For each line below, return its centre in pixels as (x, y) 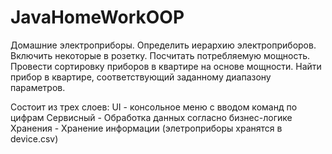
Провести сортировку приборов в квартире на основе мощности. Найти (166, 66)
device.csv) (34, 138)
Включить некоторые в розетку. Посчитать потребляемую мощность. (160, 55)
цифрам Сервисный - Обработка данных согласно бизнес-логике (151, 117)
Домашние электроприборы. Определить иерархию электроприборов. (163, 45)
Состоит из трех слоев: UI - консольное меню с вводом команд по (154, 107)
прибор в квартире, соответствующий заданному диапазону (141, 77)
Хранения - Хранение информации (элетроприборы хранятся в (146, 128)
